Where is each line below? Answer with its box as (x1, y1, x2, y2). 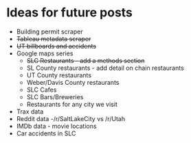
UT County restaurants (26, 70, 92, 79)
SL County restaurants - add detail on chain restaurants (26, 64, 185, 72)
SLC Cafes (26, 86, 57, 94)
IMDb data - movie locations (16, 122, 97, 130)
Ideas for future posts (6, 5, 133, 21)
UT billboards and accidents (16, 42, 97, 50)
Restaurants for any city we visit (26, 100, 117, 108)
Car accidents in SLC (16, 129, 76, 138)
